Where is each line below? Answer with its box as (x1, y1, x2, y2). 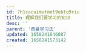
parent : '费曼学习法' (6, 26, 56, 32)
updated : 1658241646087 (6, 32, 67, 38)
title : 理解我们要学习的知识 (6, 15, 71, 21)
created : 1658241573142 (6, 37, 67, 43)
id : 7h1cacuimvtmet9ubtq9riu (6, 9, 80, 15)
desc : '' (6, 20, 28, 26)
